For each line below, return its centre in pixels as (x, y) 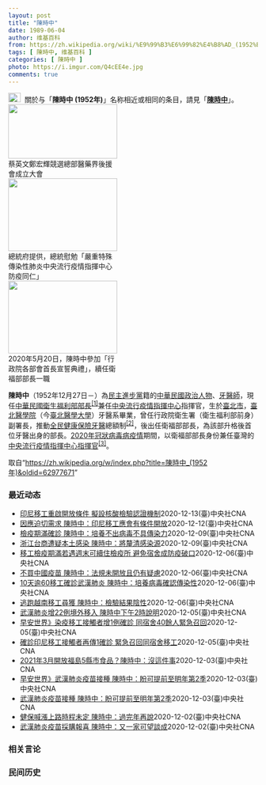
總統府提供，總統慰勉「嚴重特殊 (60, 256)
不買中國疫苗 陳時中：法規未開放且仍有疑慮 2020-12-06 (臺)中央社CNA (133, 573)
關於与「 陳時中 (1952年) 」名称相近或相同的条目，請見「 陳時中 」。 (131, 99)
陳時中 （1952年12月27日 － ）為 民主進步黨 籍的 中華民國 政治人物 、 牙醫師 (124, 395)
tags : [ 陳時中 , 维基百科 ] (50, 52)
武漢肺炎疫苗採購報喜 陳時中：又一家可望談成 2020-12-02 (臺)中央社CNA (137, 726)
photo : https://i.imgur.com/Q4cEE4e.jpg (76, 67)
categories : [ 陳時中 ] (46, 60)
